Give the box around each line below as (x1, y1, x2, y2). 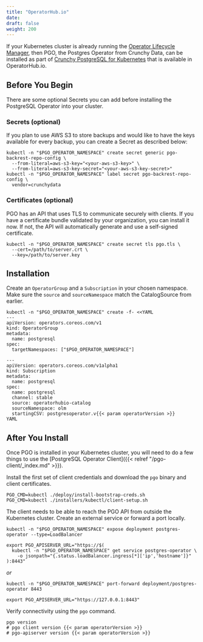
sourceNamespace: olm (12, 405, 67, 412)
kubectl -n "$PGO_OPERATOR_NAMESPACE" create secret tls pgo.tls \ (6, 241, 181, 247)
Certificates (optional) (6, 196, 74, 204)
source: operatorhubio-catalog (12, 400, 91, 406)
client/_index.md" (6, 462, 50, 469)
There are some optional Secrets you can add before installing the (6, 96, 172, 104)
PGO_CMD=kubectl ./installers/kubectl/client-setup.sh (6, 497, 148, 503)
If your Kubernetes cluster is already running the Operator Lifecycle (6, 43, 175, 50)
